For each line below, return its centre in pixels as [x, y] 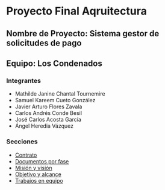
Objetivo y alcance [38, 174]
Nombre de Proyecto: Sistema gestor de [83, 34]
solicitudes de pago [44, 43]
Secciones [22, 142]
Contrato [26, 155]
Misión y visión [33, 168]
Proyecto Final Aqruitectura [77, 11]
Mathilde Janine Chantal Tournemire [60, 94]
